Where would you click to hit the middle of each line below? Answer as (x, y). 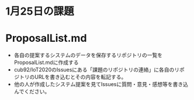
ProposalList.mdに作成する (46, 63)
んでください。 (32, 92)
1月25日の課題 (40, 11)
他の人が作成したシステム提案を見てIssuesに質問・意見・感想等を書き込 (101, 84)
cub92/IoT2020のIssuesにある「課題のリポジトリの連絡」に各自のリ (97, 70)
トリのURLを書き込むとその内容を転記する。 (73, 77)
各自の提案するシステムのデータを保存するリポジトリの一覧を (88, 55)
